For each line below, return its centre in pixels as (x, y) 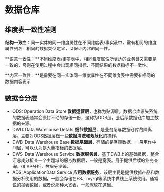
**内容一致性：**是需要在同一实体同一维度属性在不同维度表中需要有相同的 (80, 75)
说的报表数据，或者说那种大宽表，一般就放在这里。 (64, 185)
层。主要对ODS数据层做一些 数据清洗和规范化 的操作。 (66, 136)
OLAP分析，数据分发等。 (46, 166)
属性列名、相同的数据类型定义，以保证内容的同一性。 (59, 48)
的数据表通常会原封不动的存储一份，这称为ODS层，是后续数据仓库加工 (83, 117)
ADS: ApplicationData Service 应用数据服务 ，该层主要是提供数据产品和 (83, 172)
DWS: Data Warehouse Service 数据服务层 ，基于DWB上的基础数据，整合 (85, 154)
